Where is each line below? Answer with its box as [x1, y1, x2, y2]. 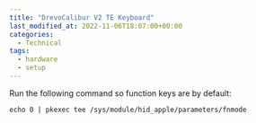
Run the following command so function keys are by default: [9, 87, 232, 99]
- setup [17, 64, 47, 73]
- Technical [17, 38, 63, 48]
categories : [9, 30, 54, 39]
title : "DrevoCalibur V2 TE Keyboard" [9, 13, 154, 22]
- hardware [17, 55, 58, 64]
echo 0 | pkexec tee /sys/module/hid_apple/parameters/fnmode [9, 105, 247, 114]
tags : [9, 47, 30, 56]
